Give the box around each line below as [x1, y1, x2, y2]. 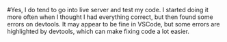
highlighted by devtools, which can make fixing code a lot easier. [7, 27, 190, 35]
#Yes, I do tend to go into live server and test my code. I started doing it [7, 6, 209, 14]
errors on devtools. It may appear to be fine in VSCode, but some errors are [7, 20, 220, 28]
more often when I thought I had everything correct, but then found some [7, 13, 213, 21]
